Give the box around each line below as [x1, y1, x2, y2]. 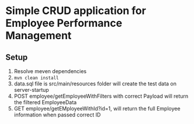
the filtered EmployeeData [13, 99, 77, 106]
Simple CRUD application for [5, 4, 147, 18]
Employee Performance [5, 16, 123, 30]
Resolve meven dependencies [13, 68, 87, 74]
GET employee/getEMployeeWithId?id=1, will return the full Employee [13, 105, 181, 112]
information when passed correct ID [13, 111, 101, 118]
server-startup [13, 87, 49, 93]
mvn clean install [13, 75, 59, 81]
